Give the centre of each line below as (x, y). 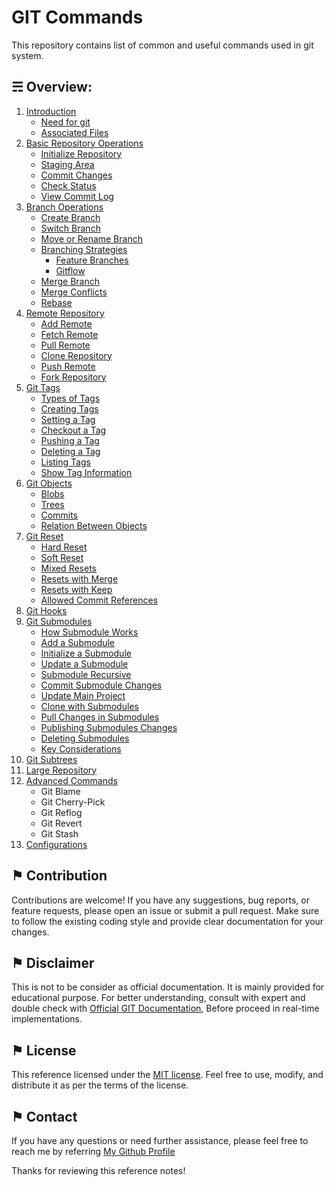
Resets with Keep (76, 589)
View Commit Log (77, 196)
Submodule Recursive (86, 674)
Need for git (65, 122)
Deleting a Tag (70, 451)
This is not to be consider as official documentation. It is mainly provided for (168, 987)
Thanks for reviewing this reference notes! (98, 1170)
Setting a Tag (68, 419)
